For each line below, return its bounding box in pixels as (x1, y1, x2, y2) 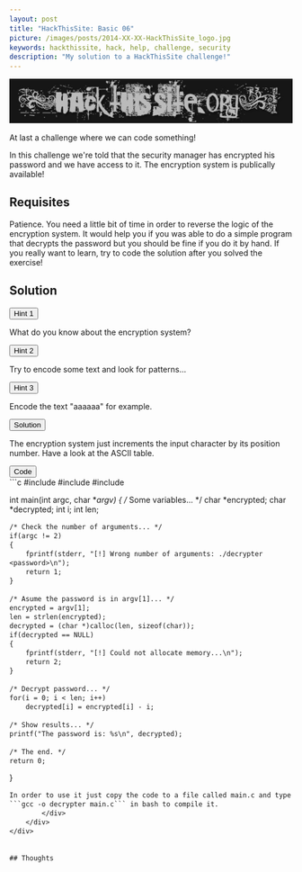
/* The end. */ (9, 747, 67, 756)
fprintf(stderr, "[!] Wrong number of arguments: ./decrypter (25, 549, 263, 558)
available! (9, 168, 45, 179)
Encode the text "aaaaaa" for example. (9, 400, 153, 411)
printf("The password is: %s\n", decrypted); (9, 729, 182, 738)
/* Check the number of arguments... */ (9, 522, 164, 531)
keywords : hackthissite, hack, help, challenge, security (9, 43, 231, 52)
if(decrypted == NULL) (9, 630, 94, 639)
